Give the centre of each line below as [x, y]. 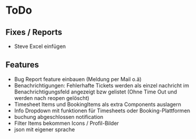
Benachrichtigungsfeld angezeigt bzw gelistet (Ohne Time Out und [95, 92]
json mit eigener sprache [44, 129]
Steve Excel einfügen [40, 46]
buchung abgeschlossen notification [59, 117]
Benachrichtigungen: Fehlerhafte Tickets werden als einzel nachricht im [102, 85]
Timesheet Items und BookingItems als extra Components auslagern [98, 104]
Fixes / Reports [34, 32]
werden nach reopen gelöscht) [52, 98]
